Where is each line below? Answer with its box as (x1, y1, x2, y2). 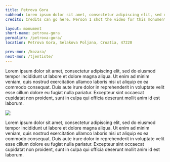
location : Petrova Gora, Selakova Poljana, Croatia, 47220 (5, 40, 133, 46)
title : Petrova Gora (5, 7, 49, 13)
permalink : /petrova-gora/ (5, 35, 62, 40)
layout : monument (5, 26, 42, 31)
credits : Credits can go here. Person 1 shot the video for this (5, 17, 146, 22)
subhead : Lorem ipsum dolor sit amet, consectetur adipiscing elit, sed (5, 12, 162, 17)
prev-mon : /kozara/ (5, 49, 47, 54)
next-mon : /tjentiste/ (5, 54, 53, 59)
